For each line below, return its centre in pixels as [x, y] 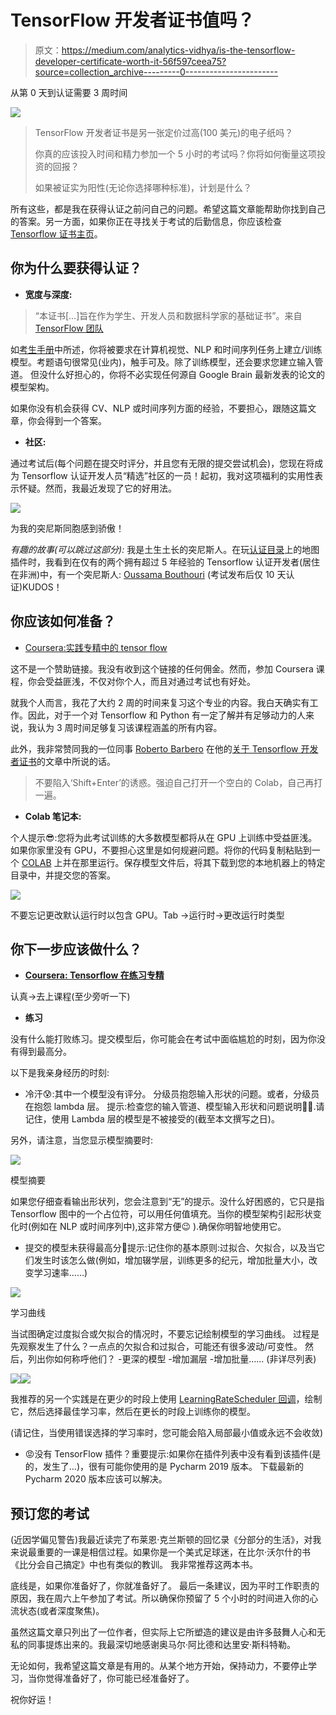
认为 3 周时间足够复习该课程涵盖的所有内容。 [129, 727]
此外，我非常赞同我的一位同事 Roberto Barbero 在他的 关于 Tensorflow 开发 [164, 748]
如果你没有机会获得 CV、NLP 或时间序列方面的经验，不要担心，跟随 [150, 408]
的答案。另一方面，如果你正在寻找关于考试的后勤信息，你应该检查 [146, 221]
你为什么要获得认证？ [76, 268]
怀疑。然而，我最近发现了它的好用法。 [97, 488]
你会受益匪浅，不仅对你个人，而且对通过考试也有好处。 [141, 681]
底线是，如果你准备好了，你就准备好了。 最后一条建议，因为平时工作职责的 [165, 1586]
